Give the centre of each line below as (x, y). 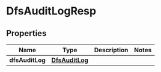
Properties (26, 33)
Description (111, 50)
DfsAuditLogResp (51, 11)
